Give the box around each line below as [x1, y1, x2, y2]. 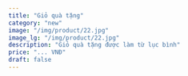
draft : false [8, 56, 52, 64]
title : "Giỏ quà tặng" [8, 11, 84, 20]
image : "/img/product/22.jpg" [8, 26, 110, 34]
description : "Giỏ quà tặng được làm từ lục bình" [8, 41, 181, 49]
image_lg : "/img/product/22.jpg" [8, 33, 120, 42]
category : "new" [8, 19, 62, 27]
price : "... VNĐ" [8, 48, 66, 56]
